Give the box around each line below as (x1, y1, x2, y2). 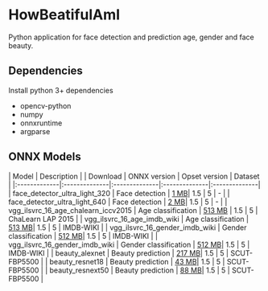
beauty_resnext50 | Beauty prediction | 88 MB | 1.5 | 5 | (49, 265, 231, 275)
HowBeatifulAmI (8, 6, 121, 24)
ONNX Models (8, 150, 82, 164)
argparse (19, 126, 51, 136)
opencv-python (19, 100, 72, 110)
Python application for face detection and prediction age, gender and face (8, 32, 255, 42)
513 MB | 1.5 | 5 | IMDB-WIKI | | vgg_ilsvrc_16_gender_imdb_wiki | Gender (8, 223, 247, 232)
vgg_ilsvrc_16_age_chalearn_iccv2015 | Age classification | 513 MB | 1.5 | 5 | (8, 205, 258, 215)
